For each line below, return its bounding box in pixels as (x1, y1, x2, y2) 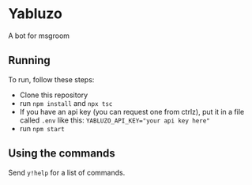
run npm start (19, 123, 65, 133)
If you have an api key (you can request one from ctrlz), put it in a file (19, 107, 245, 116)
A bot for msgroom (8, 31, 70, 40)
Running (8, 54, 51, 67)
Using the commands (8, 147, 116, 160)
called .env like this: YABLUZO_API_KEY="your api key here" (19, 115, 211, 125)
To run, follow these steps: (8, 74, 95, 84)
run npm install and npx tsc (19, 98, 113, 108)
